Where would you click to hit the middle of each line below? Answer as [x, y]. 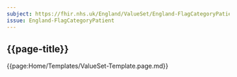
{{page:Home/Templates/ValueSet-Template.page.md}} [88, 66]
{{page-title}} [38, 49]
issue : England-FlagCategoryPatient [60, 20]
